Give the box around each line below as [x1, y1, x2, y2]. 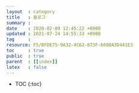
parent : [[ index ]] [6, 58, 58, 64]
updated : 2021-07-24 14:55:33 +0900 [6, 31, 101, 37]
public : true [6, 53, 45, 59]
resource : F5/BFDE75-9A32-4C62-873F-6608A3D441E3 [6, 42, 134, 48]
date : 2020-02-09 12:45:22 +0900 [6, 25, 101, 32]
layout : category [6, 8, 55, 15]
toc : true [6, 48, 45, 54]
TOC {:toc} [14, 80, 42, 88]
